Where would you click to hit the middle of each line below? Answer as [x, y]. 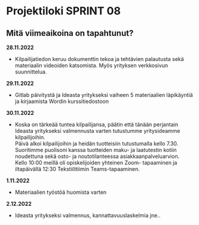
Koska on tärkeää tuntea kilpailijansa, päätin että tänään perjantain [96, 124]
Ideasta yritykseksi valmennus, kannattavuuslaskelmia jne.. [88, 215]
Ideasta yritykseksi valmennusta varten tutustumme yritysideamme [97, 131]
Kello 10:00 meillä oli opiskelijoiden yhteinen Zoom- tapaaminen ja [96, 162]
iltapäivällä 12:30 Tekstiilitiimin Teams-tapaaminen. [77, 169]
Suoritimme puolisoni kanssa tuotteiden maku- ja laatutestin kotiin [96, 150]
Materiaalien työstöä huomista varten [61, 192]
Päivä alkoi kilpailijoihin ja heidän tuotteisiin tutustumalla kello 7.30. [97, 144]
